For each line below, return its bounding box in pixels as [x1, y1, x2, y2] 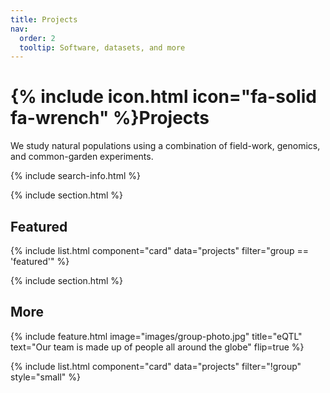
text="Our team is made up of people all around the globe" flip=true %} [10, 341, 305, 353]
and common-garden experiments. [10, 151, 154, 163]
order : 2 [19, 33, 56, 43]
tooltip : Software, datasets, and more [19, 42, 186, 53]
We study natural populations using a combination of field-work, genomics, [10, 140, 321, 152]
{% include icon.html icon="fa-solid [10, 86, 317, 108]
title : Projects [10, 14, 78, 25]
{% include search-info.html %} [10, 170, 141, 182]
